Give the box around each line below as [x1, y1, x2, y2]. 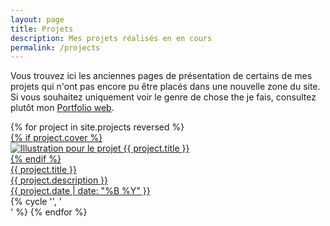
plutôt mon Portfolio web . [10, 102, 115, 114]
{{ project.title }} [10, 164, 78, 176]
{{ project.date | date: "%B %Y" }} [10, 185, 151, 197]
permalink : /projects [10, 42, 101, 53]
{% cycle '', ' [10, 196, 62, 208]
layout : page [10, 14, 65, 25]
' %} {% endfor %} [10, 206, 88, 218]
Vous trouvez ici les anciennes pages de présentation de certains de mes [10, 70, 313, 82]
